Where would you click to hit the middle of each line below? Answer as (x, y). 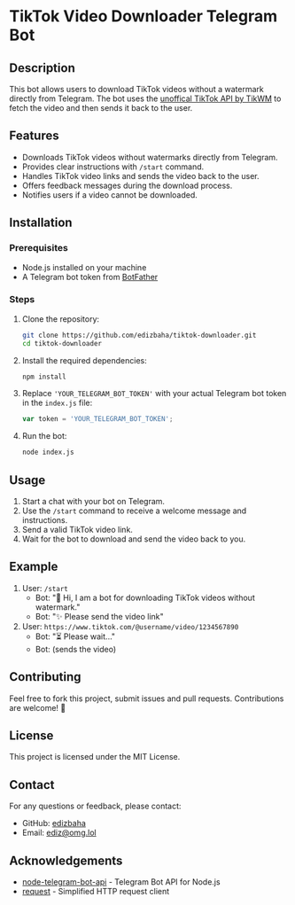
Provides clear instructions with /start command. (113, 167)
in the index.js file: (57, 403)
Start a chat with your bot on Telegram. (93, 501)
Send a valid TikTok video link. (77, 529)
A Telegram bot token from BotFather (90, 277)
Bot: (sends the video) (76, 649)
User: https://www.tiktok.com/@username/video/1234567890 (130, 626)
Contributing (45, 677)
